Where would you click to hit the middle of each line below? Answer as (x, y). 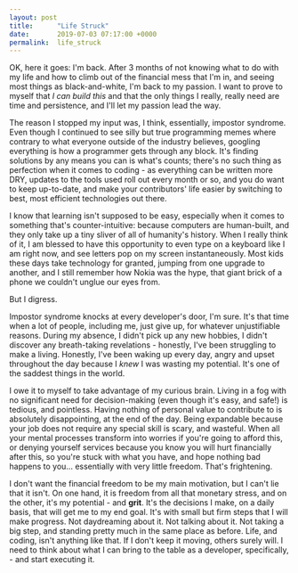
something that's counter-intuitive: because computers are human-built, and (149, 225)
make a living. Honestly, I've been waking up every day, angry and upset (142, 355)
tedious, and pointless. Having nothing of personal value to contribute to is (146, 410)
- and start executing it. (52, 560)
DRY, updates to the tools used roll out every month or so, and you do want (147, 180)
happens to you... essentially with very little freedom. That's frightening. (141, 467)
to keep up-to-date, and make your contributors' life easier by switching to (146, 189)
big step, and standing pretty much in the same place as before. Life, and (143, 531)
